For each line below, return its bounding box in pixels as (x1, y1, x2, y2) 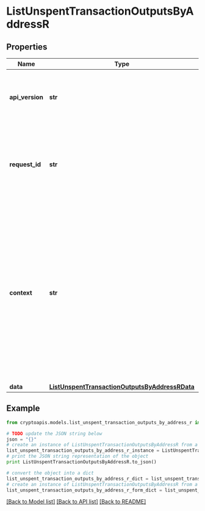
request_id (9, 160, 41, 169)
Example (6, 403, 40, 414)
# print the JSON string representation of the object (6, 454, 149, 460)
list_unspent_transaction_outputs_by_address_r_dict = (6, 476, 149, 482)
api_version (9, 93, 44, 101)
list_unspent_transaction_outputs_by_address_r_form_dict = (6, 487, 163, 493)
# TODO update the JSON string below (6, 430, 103, 436)
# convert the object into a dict (6, 469, 95, 476)
